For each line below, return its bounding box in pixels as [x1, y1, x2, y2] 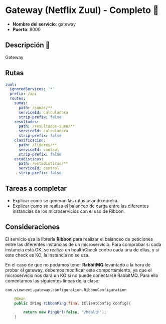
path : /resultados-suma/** [18, 124, 75, 129]
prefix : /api [10, 91, 37, 97]
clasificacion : [14, 138, 46, 143]
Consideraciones [5, 223, 60, 231]
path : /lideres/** [18, 142, 57, 147]
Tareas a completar [5, 184, 67, 193]
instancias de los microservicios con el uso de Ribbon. [12, 208, 125, 214]
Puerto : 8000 [12, 26, 41, 32]
